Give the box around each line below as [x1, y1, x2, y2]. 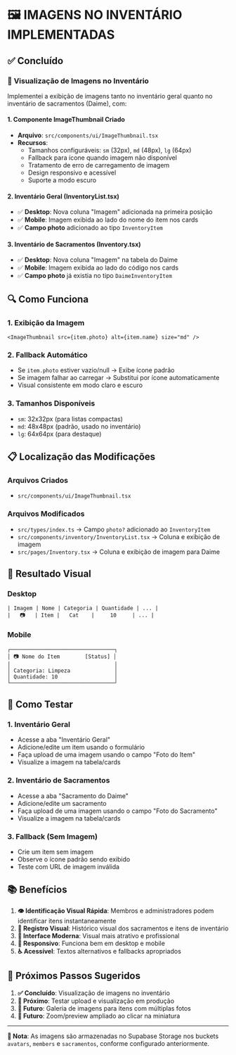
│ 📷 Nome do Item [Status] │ [7, 653, 117, 660]
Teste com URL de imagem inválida [17, 863, 120, 871]
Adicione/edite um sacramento [17, 799, 107, 807]
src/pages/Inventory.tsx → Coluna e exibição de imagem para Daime [17, 548, 220, 556]
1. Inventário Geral [7, 720, 70, 730]
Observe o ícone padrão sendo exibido [17, 855, 131, 864]
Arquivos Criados [7, 476, 69, 486]
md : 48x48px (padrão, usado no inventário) [17, 422, 141, 431]
